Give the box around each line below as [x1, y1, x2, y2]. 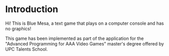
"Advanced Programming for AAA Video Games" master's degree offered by [5, 40, 164, 46]
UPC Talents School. [5, 46, 48, 52]
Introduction [5, 4, 59, 15]
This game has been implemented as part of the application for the [5, 35, 144, 41]
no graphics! [5, 25, 31, 31]
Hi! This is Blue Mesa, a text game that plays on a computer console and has [5, 20, 164, 26]
